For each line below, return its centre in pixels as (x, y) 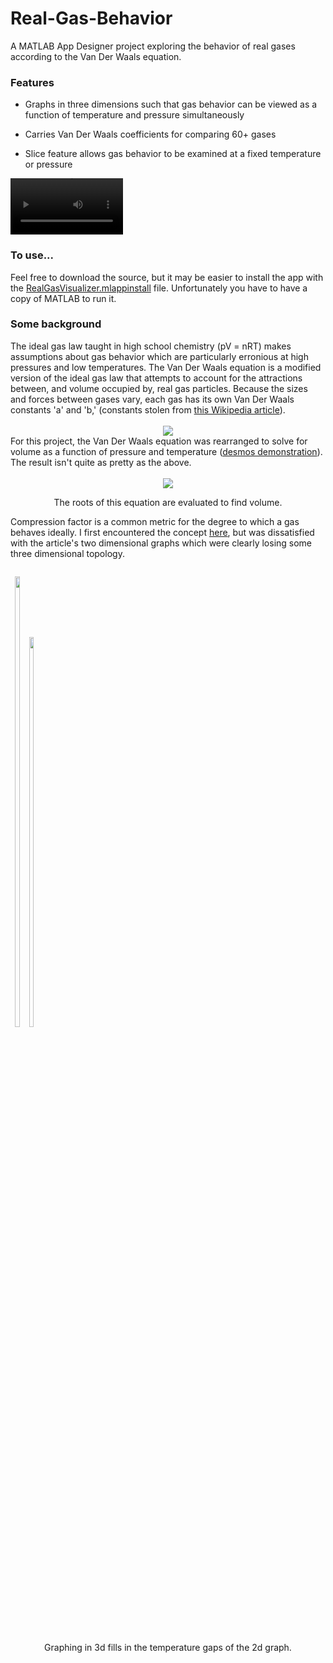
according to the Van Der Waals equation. (96, 56)
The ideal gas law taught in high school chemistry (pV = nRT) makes (151, 346)
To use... (32, 255)
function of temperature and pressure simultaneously (134, 115)
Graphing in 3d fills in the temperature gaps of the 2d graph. (168, 1647)
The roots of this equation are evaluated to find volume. (168, 502)
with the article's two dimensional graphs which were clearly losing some (161, 543)
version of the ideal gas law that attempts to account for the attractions (156, 378)
